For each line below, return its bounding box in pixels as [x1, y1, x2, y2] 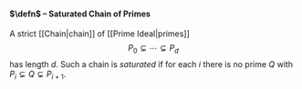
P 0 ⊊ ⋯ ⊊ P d [127, 43, 180, 55]
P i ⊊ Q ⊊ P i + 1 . [9, 69, 67, 82]
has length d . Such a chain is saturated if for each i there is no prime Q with [9, 59, 294, 69]
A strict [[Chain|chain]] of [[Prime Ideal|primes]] [9, 28, 190, 39]
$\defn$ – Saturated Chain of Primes [9, 8, 151, 19]
